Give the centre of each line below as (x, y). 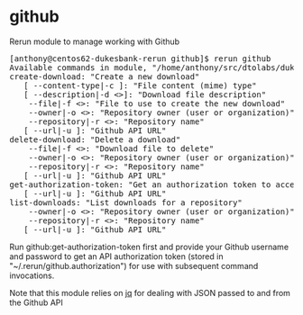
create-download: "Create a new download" (105, 76)
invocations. (32, 275)
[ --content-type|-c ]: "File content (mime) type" (140, 85)
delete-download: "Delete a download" (95, 139)
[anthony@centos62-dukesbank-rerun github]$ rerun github (140, 58)
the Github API (36, 302)
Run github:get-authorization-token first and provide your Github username (149, 247)
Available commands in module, (78, 67)
